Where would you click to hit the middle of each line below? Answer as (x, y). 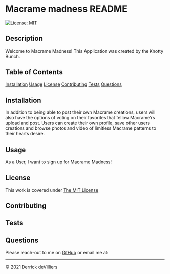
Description (24, 39)
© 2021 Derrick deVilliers (31, 267)
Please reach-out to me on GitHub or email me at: (57, 252)
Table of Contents (34, 72)
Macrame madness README (67, 9)
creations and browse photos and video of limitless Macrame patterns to (81, 128)
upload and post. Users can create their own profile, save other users (78, 123)
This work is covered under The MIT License (52, 190)
